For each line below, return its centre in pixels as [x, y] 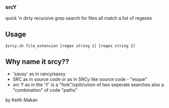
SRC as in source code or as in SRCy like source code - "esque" [80, 79]
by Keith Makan [22, 100]
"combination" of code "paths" [45, 90]
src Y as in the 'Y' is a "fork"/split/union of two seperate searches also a [88, 85]
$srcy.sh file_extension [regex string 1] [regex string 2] [71, 46]
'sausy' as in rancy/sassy [39, 74]
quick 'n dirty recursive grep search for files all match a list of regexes [79, 18]
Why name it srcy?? [37, 61]
